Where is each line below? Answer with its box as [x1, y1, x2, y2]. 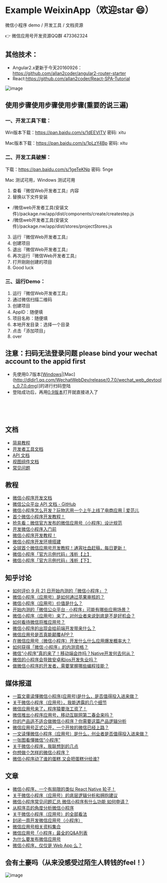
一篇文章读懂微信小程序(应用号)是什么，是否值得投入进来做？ [12, 693, 139, 699]
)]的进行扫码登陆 [36, 382, 71, 388]
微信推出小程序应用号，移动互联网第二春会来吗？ [12, 712, 113, 718]
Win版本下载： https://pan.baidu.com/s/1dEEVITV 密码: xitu [5, 130, 126, 136]
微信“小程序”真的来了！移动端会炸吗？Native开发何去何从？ [12, 650, 135, 656]
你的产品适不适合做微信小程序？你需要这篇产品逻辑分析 [12, 718, 126, 724]
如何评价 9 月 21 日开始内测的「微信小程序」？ [12, 588, 108, 594]
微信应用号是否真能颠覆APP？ [12, 632, 74, 638]
